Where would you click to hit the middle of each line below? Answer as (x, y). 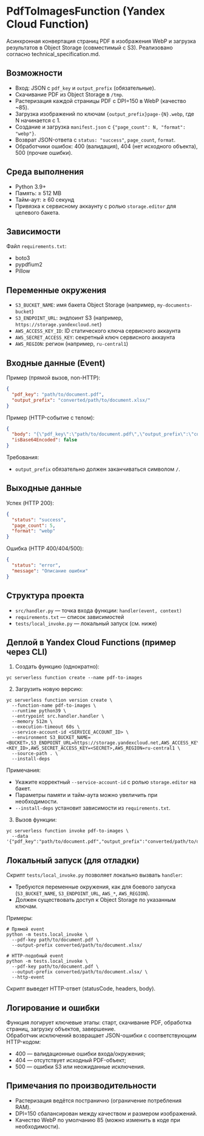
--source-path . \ (35, 754)
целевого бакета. (37, 212)
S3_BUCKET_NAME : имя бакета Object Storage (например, (85, 305)
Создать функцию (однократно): (57, 666)
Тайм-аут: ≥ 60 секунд (45, 199)
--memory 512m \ (32, 722)
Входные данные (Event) (56, 363)
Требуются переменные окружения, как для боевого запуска (95, 887)
